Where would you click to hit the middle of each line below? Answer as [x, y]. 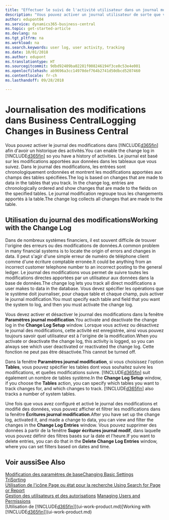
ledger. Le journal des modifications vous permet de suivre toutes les [77, 272]
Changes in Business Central [67, 131]
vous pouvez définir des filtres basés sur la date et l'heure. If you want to [80, 436]
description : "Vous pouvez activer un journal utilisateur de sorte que [83, 15]
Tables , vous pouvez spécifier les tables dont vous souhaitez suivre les [79, 367]
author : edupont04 [24, 19]
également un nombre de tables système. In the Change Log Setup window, [83, 378]
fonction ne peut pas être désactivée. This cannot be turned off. [71, 352]
